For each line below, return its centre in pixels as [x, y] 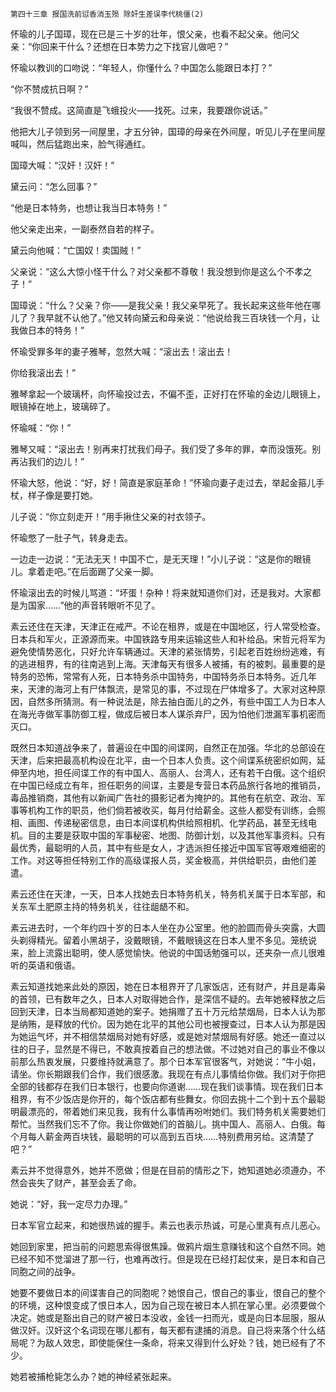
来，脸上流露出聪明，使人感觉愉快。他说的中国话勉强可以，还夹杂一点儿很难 [168, 952]
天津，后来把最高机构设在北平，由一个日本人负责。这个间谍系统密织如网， [163, 760]
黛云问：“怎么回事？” [54, 186]
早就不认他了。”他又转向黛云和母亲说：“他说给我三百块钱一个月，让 [182, 317]
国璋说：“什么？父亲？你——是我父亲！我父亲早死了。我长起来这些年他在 [161, 305]
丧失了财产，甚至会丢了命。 [84, 1182]
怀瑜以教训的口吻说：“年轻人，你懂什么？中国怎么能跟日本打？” [141, 67]
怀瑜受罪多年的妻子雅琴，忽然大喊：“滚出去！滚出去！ [122, 351]
